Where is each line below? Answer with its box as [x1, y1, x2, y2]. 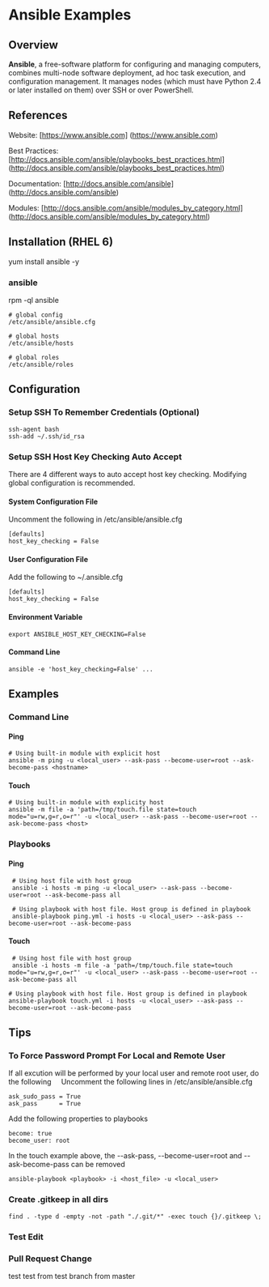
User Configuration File [8, 554, 89, 564]
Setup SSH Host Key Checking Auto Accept [8, 451, 183, 462]
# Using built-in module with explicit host [8, 749, 161, 758]
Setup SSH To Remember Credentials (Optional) [8, 407, 200, 418]
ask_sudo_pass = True [8, 1093, 82, 1101]
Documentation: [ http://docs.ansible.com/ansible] [8, 178, 174, 188]
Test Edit [8, 1231, 44, 1242]
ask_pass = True [8, 1100, 82, 1108]
